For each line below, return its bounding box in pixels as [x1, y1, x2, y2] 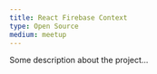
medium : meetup [9, 30, 67, 39]
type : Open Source [9, 22, 79, 31]
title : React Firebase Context [9, 13, 128, 23]
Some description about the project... [9, 55, 149, 66]
